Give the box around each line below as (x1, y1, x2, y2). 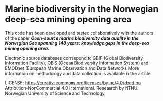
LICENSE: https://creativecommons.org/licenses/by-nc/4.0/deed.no (5, 80, 141, 86)
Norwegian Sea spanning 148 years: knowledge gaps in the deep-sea (5, 40, 149, 46)
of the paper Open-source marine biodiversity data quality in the (5, 35, 139, 41)
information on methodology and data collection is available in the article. (5, 70, 152, 76)
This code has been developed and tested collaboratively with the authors (5, 30, 154, 36)
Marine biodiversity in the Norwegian (5, 3, 159, 15)
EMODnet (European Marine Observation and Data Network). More (5, 65, 139, 71)
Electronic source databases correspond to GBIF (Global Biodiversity (5, 55, 143, 61)
